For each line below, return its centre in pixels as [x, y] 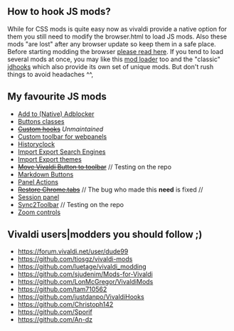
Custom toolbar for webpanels [62, 136]
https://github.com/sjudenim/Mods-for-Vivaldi [85, 274]
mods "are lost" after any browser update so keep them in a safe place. [112, 44]
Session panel [38, 197]
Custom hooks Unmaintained [60, 129]
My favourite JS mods [57, 96]
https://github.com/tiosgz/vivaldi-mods [75, 259]
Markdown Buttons [46, 174]
